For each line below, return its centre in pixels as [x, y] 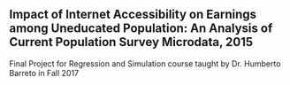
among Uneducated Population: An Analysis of [141, 29]
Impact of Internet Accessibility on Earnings [133, 15]
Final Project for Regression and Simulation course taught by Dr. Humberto [145, 63]
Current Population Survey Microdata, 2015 [131, 42]
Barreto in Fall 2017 [44, 73]
